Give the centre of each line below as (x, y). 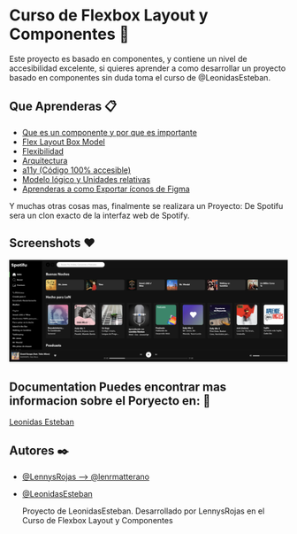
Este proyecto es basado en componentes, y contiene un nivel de (128, 58)
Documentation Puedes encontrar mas (118, 387)
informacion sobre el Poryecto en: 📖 (110, 401)
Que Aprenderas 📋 (63, 107)
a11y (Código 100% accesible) (76, 170)
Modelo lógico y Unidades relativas (86, 179)
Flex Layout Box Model (64, 142)
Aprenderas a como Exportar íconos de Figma (106, 189)
